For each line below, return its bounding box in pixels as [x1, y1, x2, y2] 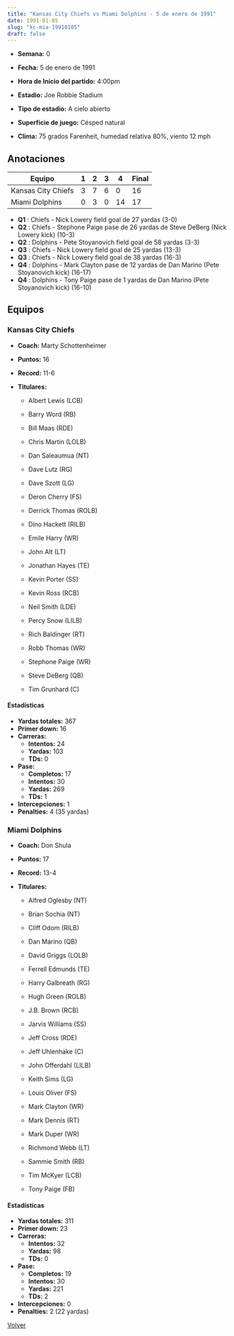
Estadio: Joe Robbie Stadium [17, 91, 103, 99]
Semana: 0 [17, 50, 51, 58]
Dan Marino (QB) [28, 937, 78, 946]
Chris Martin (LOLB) [28, 437, 86, 446]
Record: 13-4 [17, 868, 57, 877]
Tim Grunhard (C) [28, 685, 80, 693]
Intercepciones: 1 [17, 800, 70, 808]
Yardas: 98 [28, 1247, 62, 1256]
